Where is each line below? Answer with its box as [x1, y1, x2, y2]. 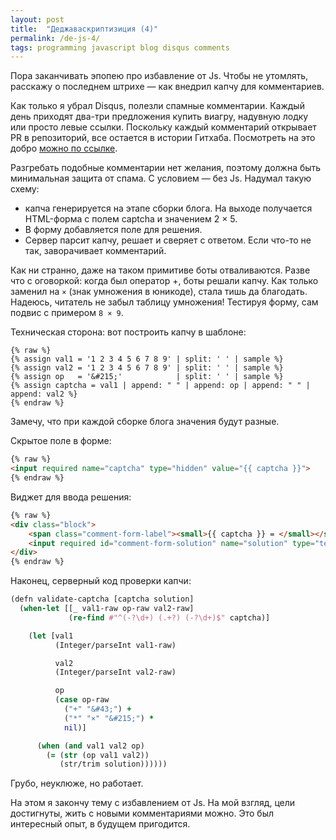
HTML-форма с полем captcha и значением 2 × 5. [24, 213, 238, 225]
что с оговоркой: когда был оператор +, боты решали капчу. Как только [10, 275, 319, 287]
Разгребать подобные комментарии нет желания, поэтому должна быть [10, 162, 322, 174]
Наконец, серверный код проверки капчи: [10, 575, 192, 587]
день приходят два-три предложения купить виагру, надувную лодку [10, 111, 309, 123]
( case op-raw [54, 695, 110, 705]
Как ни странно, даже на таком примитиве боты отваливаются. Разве [10, 264, 311, 276]
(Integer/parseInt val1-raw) [54, 640, 177, 650]
